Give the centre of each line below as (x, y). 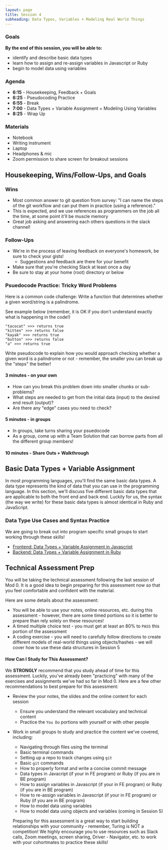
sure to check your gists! (38, 256)
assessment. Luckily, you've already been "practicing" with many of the (79, 676)
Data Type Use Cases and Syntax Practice (57, 521)
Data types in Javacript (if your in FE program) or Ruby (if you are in (90, 773)
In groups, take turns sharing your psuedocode (61, 431)
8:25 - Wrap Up (29, 113)
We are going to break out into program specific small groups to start (76, 531)
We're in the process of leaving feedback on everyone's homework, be (86, 251)
